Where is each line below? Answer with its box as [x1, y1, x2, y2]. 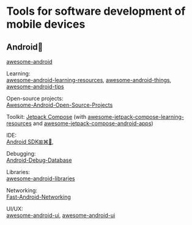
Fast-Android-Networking [6, 193, 72, 200]
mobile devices [6, 17, 86, 31]
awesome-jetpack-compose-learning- [87, 113, 185, 120]
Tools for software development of [6, 4, 186, 18]
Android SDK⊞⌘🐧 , [6, 138, 54, 145]
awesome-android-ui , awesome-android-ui [6, 212, 116, 219]
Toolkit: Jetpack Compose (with [6, 113, 87, 120]
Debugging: [6, 150, 36, 157]
